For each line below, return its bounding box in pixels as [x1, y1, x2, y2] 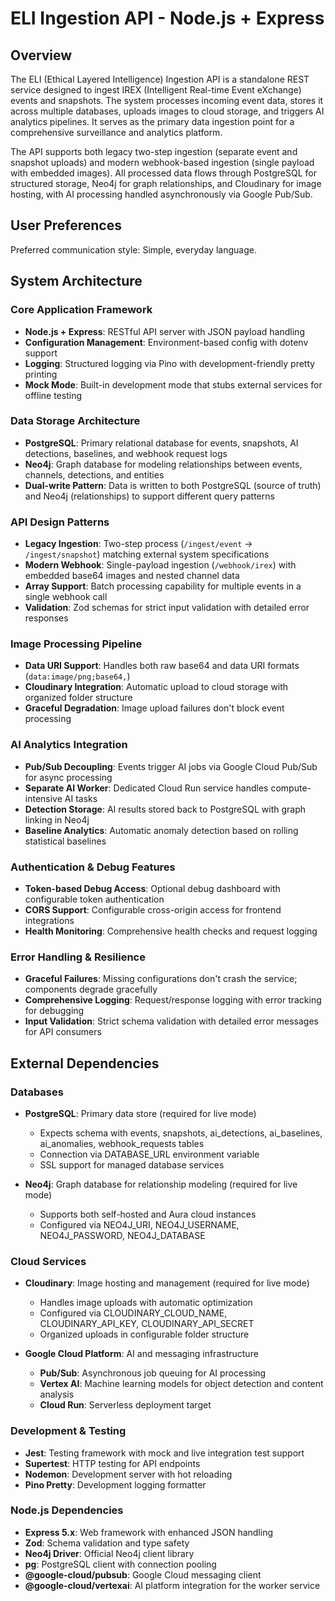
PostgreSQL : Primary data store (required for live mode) [24, 1107, 257, 1119]
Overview [10, 47, 73, 64]
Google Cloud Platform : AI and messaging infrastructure [24, 1348, 259, 1360]
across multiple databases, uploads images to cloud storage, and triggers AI [10, 105, 325, 117]
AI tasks [64, 792, 98, 804]
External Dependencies [10, 1055, 160, 1072]
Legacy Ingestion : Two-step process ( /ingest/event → [24, 538, 253, 550]
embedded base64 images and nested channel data [24, 570, 240, 582]
